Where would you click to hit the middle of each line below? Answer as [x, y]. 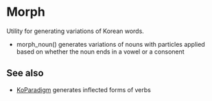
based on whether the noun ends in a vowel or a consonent [100, 52]
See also [25, 73]
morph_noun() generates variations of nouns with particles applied [110, 44]
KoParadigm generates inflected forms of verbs [84, 89]
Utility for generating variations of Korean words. [75, 31]
